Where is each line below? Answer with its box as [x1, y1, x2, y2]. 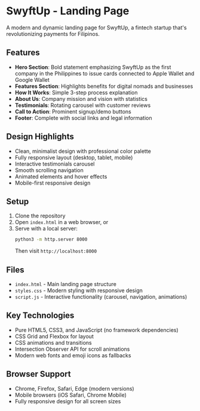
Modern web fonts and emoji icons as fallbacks [14, 351, 131, 359]
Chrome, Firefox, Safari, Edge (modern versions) [14, 385, 134, 392]
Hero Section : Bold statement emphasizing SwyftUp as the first [14, 63, 171, 70]
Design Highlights [6, 131, 75, 142]
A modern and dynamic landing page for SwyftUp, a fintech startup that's [6, 24, 187, 31]
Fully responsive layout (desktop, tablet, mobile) [14, 154, 133, 161]
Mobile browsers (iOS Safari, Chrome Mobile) [14, 391, 127, 398]
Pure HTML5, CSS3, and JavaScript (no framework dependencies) [14, 326, 179, 333]
